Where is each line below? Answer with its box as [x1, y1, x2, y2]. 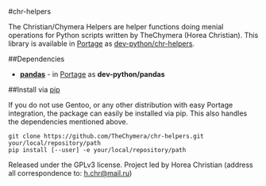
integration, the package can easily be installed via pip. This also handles [8, 108, 248, 118]
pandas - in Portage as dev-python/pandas [19, 70, 165, 78]
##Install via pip [8, 85, 60, 94]
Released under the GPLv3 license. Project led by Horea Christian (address [8, 160, 253, 169]
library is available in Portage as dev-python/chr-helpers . [8, 39, 195, 48]
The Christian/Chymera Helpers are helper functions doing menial [8, 22, 224, 31]
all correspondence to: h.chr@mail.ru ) [8, 169, 133, 177]
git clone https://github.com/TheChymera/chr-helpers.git [8, 132, 204, 140]
